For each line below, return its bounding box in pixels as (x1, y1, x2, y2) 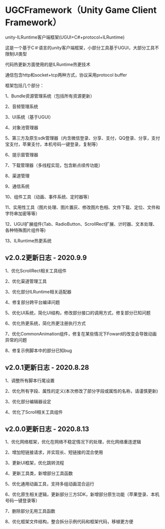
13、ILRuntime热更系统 (5, 238, 52, 243)
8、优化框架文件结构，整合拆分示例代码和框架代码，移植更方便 (5, 519, 133, 525)
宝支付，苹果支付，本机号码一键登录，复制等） (5, 141, 100, 147)
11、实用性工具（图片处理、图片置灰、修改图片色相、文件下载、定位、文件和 (5, 204, 161, 210)
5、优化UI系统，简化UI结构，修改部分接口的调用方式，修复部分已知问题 (5, 310, 151, 316)
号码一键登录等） (5, 498, 40, 504)
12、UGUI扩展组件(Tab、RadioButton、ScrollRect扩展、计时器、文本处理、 (5, 221, 157, 227)
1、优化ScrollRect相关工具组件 (5, 268, 67, 274)
